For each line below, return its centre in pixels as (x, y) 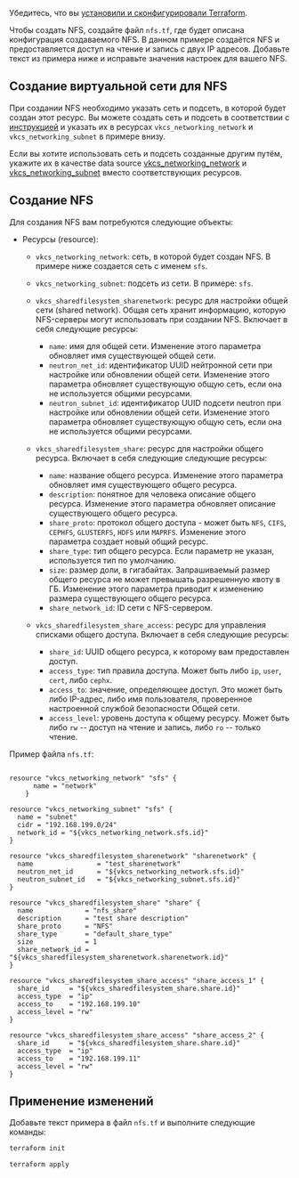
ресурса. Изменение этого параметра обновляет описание (162, 503)
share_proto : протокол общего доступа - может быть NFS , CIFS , (167, 522)
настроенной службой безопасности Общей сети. (144, 708)
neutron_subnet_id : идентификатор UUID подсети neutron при (165, 402)
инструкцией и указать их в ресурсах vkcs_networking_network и (131, 126)
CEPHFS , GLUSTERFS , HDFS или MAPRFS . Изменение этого (147, 532)
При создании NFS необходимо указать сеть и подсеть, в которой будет (148, 108)
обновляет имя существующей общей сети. (132, 355)
